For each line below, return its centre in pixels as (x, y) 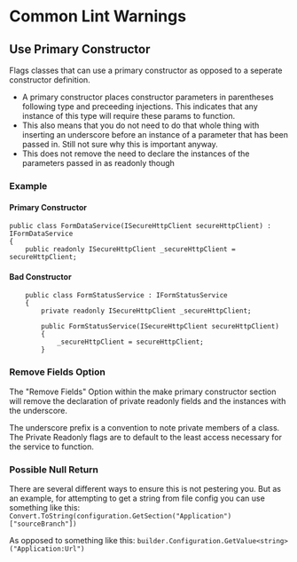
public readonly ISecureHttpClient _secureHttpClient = (131, 249)
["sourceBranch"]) (43, 524)
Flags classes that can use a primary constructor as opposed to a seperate (146, 70)
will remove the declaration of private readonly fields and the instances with (148, 400)
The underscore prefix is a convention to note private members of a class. (145, 427)
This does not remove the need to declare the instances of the (136, 154)
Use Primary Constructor (80, 49)
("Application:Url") (47, 549)
